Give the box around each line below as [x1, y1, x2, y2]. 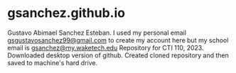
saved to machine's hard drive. [7, 58, 98, 67]
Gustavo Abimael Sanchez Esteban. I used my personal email [7, 28, 187, 37]
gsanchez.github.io [7, 5, 126, 21]
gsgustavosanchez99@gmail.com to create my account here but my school [7, 35, 229, 44]
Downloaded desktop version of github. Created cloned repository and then [7, 51, 230, 60]
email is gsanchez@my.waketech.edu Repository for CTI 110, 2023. [7, 43, 204, 52]
